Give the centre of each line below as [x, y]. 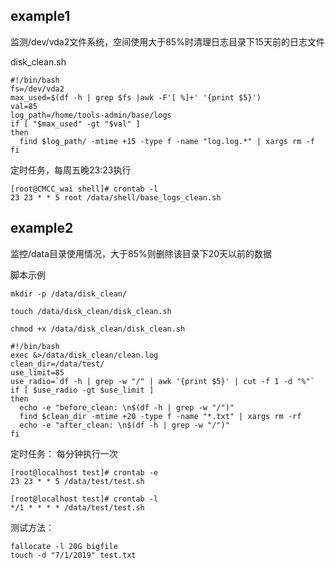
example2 [42, 228]
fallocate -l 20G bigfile [64, 546]
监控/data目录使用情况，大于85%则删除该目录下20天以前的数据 [141, 253]
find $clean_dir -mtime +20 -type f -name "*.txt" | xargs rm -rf [160, 416]
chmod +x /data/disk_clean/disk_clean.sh [98, 329]
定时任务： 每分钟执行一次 [64, 453]
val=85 [24, 106]
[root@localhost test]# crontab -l [84, 499]
